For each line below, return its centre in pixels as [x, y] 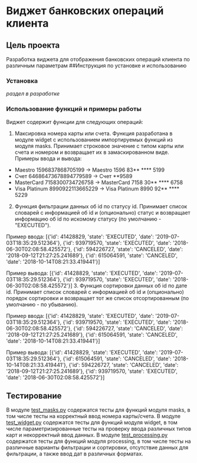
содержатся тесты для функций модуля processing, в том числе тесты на [98, 441]
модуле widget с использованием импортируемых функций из [93, 139]
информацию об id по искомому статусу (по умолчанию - [88, 219]
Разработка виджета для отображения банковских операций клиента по [98, 59]
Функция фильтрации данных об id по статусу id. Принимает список [101, 206]
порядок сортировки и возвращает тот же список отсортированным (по [98, 298]
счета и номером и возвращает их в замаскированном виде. [92, 152]
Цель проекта [33, 45]
